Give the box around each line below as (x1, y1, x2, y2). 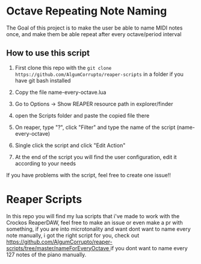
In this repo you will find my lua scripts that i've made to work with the (6, 212, 180, 219)
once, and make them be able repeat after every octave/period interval (6, 30, 182, 37)
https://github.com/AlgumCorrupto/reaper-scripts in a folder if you (14, 71, 184, 78)
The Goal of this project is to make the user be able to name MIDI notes (6, 24, 183, 31)
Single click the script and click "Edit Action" (14, 142, 126, 149)
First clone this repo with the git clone (14, 64, 112, 71)
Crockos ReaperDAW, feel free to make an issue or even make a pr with (6, 219, 184, 226)
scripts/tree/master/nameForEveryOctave (6, 244, 110, 251)
